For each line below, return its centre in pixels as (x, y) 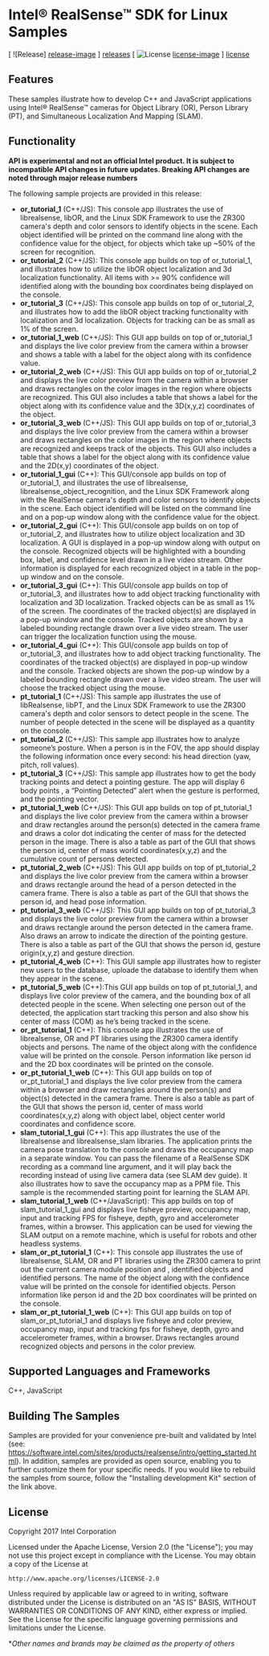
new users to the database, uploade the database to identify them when (139, 970)
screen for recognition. (58, 252)
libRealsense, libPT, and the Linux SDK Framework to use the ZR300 (133, 705)
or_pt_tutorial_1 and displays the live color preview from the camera (131, 1081)
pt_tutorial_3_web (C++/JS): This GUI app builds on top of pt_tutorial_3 (138, 910)
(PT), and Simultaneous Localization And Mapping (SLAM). (106, 116)
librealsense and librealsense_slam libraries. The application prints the (136, 1141)
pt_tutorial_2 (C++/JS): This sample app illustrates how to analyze (130, 739)
